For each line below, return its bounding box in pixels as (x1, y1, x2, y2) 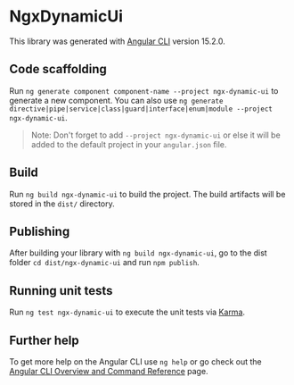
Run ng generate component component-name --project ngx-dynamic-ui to (9, 85, 279, 96)
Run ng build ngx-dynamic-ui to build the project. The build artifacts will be (9, 188, 286, 199)
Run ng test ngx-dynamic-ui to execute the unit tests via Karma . (9, 306, 246, 318)
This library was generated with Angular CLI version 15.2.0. (9, 36, 225, 46)
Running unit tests (9, 283, 113, 298)
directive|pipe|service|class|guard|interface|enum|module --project (9, 105, 274, 113)
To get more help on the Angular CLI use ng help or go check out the (9, 356, 262, 367)
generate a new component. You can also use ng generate (9, 95, 224, 105)
